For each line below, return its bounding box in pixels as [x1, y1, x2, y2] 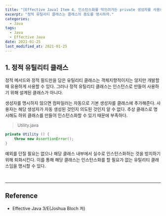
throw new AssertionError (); [14, 137, 74, 142]
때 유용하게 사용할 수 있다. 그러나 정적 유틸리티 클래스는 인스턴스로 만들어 [5, 83, 146, 89]
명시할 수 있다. [18, 163, 46, 169]
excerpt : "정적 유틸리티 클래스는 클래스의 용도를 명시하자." [5, 12, 114, 17]
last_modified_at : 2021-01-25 [5, 44, 68, 49]
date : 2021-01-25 [5, 39, 41, 44]
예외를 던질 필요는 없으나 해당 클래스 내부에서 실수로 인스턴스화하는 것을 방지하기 [5, 151, 161, 157]
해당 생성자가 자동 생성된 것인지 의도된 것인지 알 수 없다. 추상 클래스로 [18, 107, 153, 112]
